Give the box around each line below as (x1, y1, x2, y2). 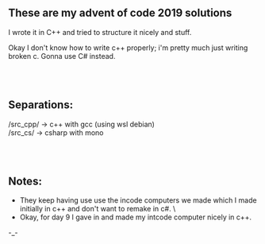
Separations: (8, 99, 74, 112)
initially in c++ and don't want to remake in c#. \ (19, 204, 176, 214)
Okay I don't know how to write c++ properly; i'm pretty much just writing (8, 43, 248, 52)
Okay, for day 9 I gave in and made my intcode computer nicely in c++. (19, 212, 252, 222)
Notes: (8, 175, 42, 188)
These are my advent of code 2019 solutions (8, 6, 232, 20)
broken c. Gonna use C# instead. (8, 51, 116, 60)
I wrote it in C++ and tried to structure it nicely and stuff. (8, 27, 192, 37)
